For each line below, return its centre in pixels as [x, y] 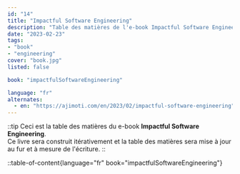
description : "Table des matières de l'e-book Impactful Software [108, 27]
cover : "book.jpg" [35, 61]
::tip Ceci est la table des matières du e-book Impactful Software [104, 126]
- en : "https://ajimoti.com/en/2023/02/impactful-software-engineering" [124, 106]
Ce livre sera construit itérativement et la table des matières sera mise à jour [120, 142]
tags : [15, 41]
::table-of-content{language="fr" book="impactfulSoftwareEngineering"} [115, 163]
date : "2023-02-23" [36, 34]
